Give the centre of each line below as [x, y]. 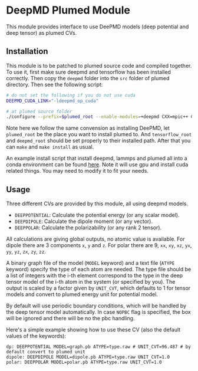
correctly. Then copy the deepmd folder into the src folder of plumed [88, 78]
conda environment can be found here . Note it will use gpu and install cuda [97, 165]
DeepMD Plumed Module [68, 10]
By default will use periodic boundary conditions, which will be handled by [96, 306]
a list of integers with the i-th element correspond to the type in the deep [95, 275]
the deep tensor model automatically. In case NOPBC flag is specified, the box [99, 312]
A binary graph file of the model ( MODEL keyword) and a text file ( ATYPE [90, 263]
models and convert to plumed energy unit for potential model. [82, 294]
